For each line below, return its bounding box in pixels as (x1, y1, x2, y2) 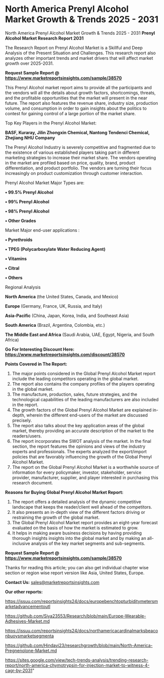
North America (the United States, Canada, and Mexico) (5, 293, 119, 299)
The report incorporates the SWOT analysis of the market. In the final (12, 438, 151, 444)
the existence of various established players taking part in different (5, 149, 140, 155)
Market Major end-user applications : (5, 227, 80, 233)
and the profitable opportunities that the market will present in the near (5, 95, 147, 101)
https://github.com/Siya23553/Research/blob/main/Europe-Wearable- (5, 613, 146, 619)
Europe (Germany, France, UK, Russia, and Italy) (5, 303, 102, 309)
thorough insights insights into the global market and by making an (12, 535, 146, 541)
